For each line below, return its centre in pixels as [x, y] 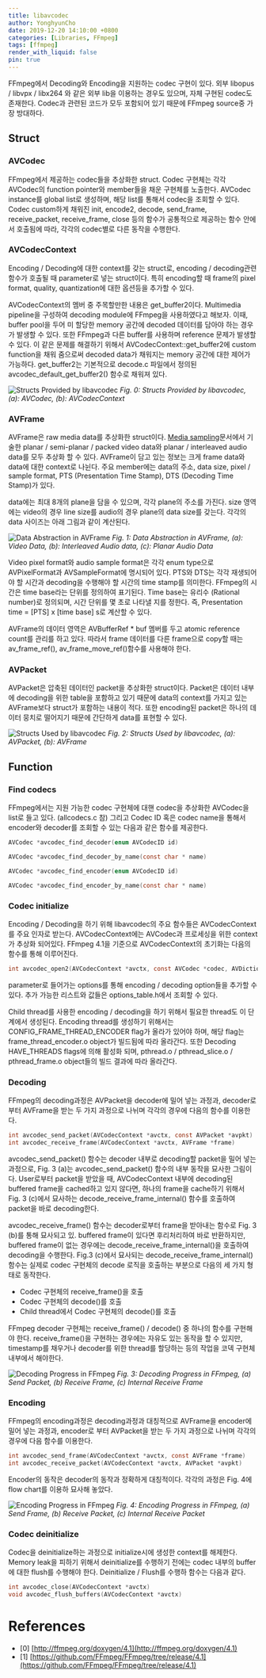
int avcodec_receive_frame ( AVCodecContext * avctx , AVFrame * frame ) [122, 1142]
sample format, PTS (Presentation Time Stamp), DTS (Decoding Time [121, 476]
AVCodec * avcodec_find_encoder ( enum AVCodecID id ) [93, 871]
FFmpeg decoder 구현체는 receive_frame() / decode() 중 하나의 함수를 [120, 1328]
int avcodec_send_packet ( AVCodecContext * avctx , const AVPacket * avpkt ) [131, 1135]
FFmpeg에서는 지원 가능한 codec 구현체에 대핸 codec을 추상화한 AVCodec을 [129, 808]
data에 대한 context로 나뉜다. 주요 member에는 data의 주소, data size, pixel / [129, 467]
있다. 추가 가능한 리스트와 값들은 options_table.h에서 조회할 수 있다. [113, 995]
